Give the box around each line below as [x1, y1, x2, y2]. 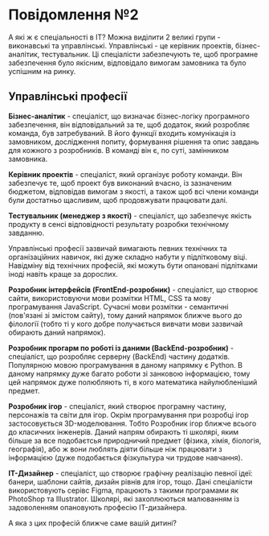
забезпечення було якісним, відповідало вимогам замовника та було [8, 58, 247, 68]
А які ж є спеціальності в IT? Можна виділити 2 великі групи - [8, 32, 221, 42]
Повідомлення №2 [8, 6, 139, 24]
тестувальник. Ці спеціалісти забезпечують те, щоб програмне [41, 49, 259, 59]
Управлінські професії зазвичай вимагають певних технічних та [8, 243, 227, 253]
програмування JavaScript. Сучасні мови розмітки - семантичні [8, 302, 229, 311]
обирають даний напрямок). [8, 328, 106, 337]
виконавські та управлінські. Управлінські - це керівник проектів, [8, 40, 234, 50]
